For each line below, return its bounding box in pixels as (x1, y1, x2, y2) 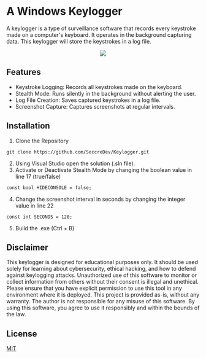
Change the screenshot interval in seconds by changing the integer (15, 195, 186, 203)
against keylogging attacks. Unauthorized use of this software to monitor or (6, 271, 197, 279)
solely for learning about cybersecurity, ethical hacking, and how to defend (6, 265, 196, 273)
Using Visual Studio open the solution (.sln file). (15, 160, 135, 167)
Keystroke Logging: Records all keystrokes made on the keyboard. (15, 83, 183, 90)
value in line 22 (15, 201, 54, 209)
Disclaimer (6, 242, 48, 252)
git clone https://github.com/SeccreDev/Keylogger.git (6, 149, 150, 155)
